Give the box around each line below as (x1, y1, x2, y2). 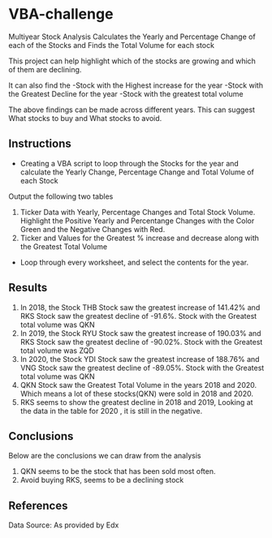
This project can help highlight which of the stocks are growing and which (8, 56, 256, 66)
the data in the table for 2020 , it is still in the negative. (19, 406, 203, 415)
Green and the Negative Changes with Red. (19, 224, 166, 234)
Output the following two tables (8, 192, 114, 201)
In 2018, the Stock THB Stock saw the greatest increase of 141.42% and (19, 302, 261, 312)
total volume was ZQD (19, 346, 95, 355)
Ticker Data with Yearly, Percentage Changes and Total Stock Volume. (19, 207, 256, 217)
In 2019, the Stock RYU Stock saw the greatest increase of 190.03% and (19, 328, 261, 338)
